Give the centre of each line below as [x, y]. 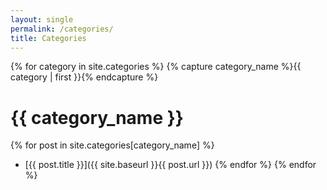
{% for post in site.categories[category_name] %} [112, 145]
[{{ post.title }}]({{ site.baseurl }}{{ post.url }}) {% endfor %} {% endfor [170, 165]
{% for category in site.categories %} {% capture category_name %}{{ [156, 67]
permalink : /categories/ [62, 29]
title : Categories [48, 38]
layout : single [42, 19]
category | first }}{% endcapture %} [84, 77]
